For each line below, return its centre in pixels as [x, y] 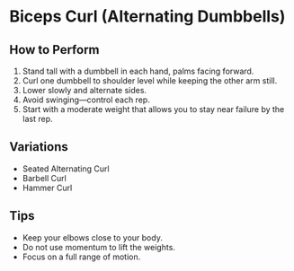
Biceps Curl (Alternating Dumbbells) [147, 17]
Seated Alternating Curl [66, 169]
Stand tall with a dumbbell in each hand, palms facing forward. [138, 71]
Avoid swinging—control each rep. [86, 100]
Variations [39, 147]
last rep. [37, 119]
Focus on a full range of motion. [81, 257]
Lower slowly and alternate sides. [84, 90]
